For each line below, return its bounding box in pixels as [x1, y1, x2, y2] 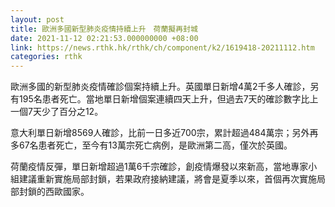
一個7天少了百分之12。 [10, 106, 104, 118]
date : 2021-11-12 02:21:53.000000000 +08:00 [10, 33, 199, 43]
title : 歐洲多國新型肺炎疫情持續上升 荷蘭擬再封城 [10, 24, 198, 34]
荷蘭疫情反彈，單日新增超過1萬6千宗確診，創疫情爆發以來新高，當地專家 [10, 161, 309, 173]
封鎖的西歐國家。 [18, 186, 90, 198]
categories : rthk [10, 52, 83, 62]
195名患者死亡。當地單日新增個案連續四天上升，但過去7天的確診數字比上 [18, 93, 319, 105]
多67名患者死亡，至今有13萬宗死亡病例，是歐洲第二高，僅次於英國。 [10, 139, 293, 151]
